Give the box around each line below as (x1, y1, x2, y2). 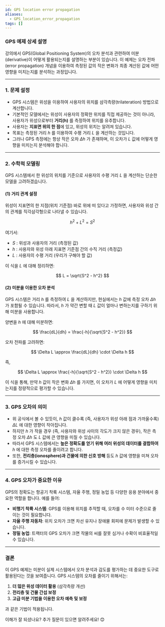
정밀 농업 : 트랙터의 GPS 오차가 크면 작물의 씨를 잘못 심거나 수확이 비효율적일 (12, 530, 159, 536)
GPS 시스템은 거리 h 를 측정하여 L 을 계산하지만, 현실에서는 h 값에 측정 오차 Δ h (5, 297, 156, 302)
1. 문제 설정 (5, 87, 30, 94)
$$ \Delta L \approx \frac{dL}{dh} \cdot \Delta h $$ (30, 349, 135, 355)
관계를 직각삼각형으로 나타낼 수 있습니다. (10, 209, 88, 215)
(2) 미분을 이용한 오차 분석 (5, 284, 55, 291)
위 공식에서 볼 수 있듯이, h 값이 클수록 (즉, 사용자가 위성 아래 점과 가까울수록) (12, 416, 159, 422)
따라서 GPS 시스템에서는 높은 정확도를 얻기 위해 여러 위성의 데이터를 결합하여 (12, 440, 159, 446)
